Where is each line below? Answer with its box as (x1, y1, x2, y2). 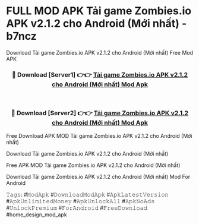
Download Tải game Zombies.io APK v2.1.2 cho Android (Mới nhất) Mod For (6, 173, 191, 180)
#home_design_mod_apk (6, 211, 67, 218)
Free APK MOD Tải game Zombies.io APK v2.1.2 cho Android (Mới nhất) (6, 162, 181, 169)
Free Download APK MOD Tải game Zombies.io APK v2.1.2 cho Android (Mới (6, 132, 192, 139)
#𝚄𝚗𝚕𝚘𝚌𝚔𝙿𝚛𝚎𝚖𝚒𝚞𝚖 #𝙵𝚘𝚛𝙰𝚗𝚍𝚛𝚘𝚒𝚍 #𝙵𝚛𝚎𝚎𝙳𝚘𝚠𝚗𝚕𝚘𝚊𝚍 (6, 204, 147, 212)
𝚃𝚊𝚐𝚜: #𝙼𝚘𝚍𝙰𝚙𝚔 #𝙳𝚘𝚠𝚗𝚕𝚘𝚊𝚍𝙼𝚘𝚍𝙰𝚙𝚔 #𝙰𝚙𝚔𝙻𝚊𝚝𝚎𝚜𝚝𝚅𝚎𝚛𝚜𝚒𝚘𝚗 (6, 191, 169, 198)
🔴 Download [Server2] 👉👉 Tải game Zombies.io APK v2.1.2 (11, 109, 189, 117)
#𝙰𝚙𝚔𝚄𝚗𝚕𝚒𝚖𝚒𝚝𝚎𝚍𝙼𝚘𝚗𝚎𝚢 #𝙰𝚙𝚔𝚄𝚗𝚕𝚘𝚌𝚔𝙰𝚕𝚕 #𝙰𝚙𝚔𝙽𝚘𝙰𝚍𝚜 (6, 197, 155, 204)
